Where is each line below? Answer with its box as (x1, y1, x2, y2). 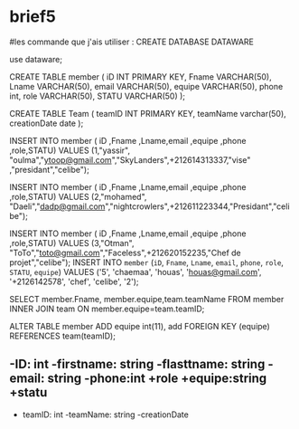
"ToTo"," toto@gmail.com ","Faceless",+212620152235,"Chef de (9, 247, 241, 258)
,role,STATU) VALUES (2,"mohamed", (9, 191, 147, 202)
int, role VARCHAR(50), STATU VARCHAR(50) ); (9, 91, 186, 101)
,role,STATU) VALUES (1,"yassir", (9, 145, 131, 156)
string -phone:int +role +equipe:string (47, 371, 267, 386)
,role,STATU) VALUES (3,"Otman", (9, 237, 135, 248)
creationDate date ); (9, 118, 84, 129)
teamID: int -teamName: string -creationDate (22, 409, 190, 420)
